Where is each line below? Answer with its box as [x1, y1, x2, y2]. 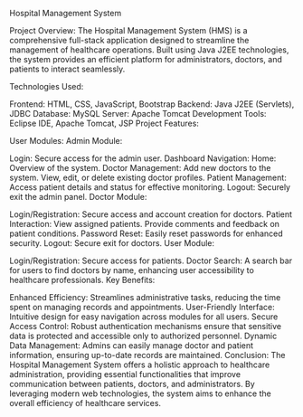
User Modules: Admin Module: [9, 136, 123, 146]
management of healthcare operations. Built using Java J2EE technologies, [9, 44, 289, 55]
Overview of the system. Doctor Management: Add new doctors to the [9, 163, 271, 173]
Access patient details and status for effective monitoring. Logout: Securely [9, 182, 291, 193]
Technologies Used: [9, 81, 84, 91]
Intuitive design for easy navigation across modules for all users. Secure [9, 311, 279, 322]
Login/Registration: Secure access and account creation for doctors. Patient [9, 209, 292, 220]
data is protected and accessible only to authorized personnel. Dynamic [9, 330, 278, 341]
